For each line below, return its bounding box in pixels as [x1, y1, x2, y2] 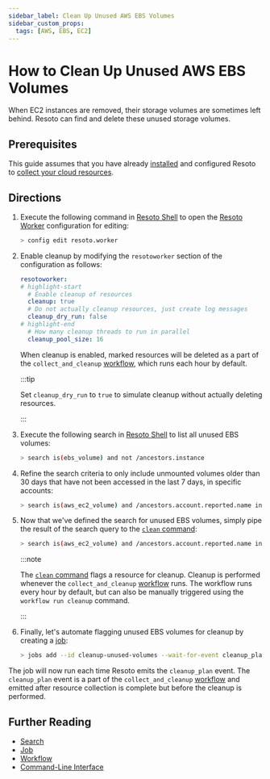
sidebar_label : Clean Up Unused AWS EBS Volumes [8, 11, 175, 20]
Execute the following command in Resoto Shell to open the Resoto [19, 212, 243, 222]
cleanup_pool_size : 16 [27, 335, 104, 343]
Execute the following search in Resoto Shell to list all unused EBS [19, 429, 239, 439]
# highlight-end [19, 320, 75, 329]
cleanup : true [27, 298, 75, 306]
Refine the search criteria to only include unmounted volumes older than [19, 468, 260, 478]
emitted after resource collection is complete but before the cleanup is [8, 683, 242, 693]
